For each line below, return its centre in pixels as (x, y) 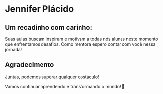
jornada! (14, 49)
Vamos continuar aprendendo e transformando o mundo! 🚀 (65, 86)
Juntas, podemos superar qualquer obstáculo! (52, 77)
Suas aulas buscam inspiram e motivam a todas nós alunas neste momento (81, 39)
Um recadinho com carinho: (49, 27)
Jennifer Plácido (40, 9)
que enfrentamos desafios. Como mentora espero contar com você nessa (80, 44)
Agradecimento (30, 65)
